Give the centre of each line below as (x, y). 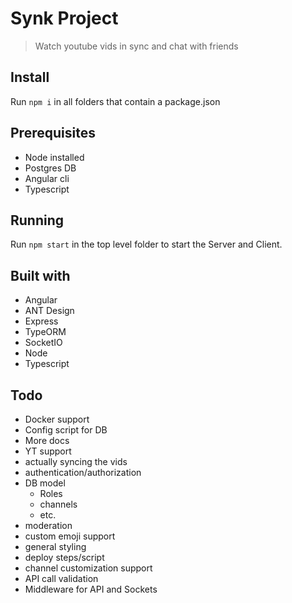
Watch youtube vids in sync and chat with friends (136, 46)
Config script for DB (66, 430)
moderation (48, 525)
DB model (45, 483)
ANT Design (49, 311)
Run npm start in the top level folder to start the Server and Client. (146, 244)
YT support (48, 451)
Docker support (57, 419)
